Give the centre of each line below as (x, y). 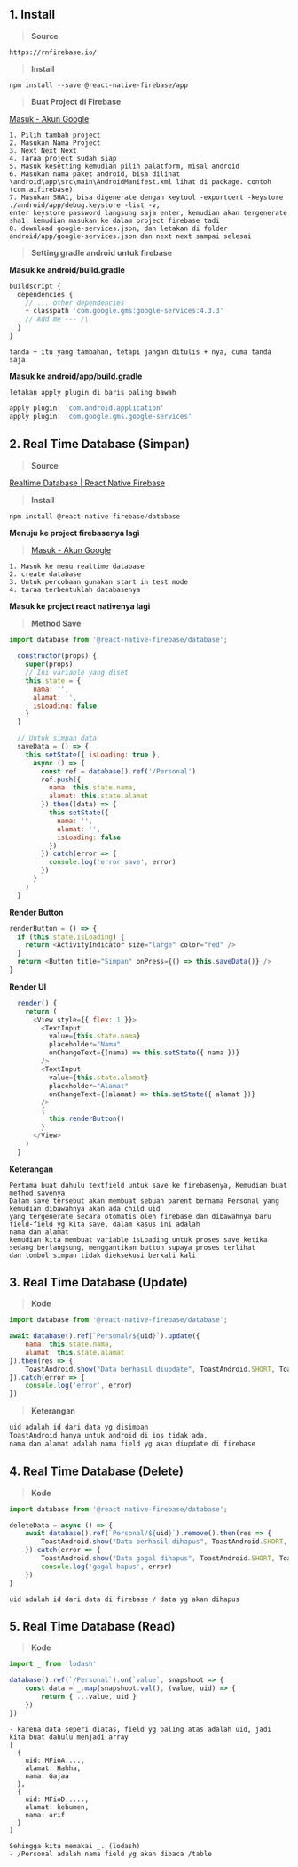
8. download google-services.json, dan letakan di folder (118, 228)
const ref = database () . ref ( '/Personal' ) (119, 771)
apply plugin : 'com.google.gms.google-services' (101, 416)
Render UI (28, 987)
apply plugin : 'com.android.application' (87, 408)
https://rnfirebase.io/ (53, 52)
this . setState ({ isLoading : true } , (93, 755)
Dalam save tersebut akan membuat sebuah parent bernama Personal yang (144, 1201)
